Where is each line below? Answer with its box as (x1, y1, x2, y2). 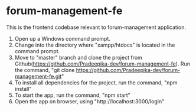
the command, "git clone (14, 66, 75, 73)
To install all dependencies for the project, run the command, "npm (14, 79, 178, 86)
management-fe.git (14, 73, 62, 80)
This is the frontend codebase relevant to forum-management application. (6, 24, 186, 31)
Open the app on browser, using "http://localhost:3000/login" (14, 97, 165, 105)
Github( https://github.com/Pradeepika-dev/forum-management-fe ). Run (14, 60, 191, 67)
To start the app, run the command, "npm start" (14, 92, 131, 99)
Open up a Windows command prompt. (14, 35, 111, 42)
